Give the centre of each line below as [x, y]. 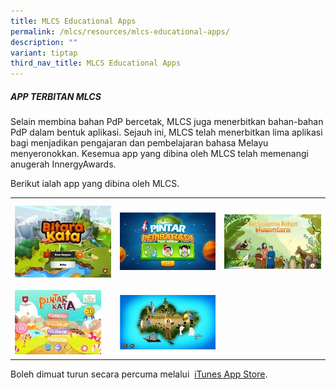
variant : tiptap [44, 53]
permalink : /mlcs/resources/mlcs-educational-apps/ [120, 31]
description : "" [44, 42]
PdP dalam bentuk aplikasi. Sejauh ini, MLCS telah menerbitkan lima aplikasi [166, 132]
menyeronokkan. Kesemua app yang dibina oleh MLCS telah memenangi [159, 154]
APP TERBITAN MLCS [56, 96]
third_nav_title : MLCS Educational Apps [96, 63]
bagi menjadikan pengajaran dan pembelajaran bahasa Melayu [139, 143]
